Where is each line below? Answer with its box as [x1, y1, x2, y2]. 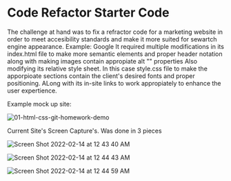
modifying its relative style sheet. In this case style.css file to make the [7, 64, 208, 73]
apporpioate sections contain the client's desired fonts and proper [7, 71, 195, 80]
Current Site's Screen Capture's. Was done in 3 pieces [7, 126, 162, 135]
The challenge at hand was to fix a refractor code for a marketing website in [7, 28, 223, 36]
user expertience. [7, 86, 57, 95]
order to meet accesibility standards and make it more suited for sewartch [7, 35, 217, 43]
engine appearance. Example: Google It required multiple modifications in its [7, 42, 224, 50]
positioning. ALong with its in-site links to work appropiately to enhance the [7, 79, 222, 87]
